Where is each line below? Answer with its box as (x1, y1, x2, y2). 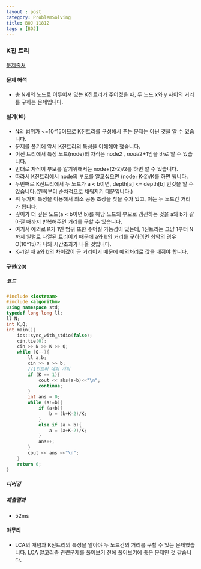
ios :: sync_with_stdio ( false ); (17, 332, 93, 339)
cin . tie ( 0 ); (17, 338, 47, 344)
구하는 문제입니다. (21, 98, 64, 105)
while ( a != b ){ (28, 399, 63, 406)
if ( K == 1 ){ (28, 371, 61, 378)
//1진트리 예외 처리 (28, 366, 70, 372)
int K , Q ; (6, 321, 28, 327)
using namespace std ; (6, 304, 61, 310)
